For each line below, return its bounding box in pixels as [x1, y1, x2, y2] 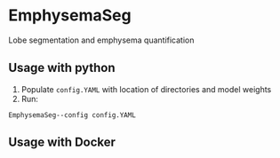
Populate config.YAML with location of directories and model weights [20, 83, 272, 94]
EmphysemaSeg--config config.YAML [8, 110, 137, 120]
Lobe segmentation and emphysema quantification [8, 35, 195, 45]
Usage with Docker [8, 135, 116, 150]
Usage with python [8, 60, 116, 75]
